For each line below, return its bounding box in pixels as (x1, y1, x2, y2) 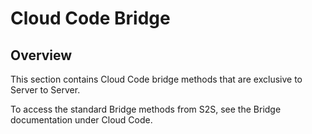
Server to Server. (10, 84, 81, 96)
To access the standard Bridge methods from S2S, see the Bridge (10, 103, 282, 115)
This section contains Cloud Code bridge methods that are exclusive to (10, 73, 303, 85)
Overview (10, 47, 73, 64)
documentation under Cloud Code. (10, 114, 153, 126)
